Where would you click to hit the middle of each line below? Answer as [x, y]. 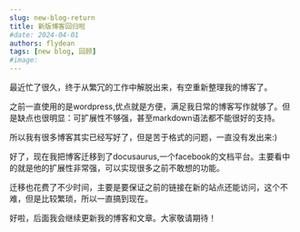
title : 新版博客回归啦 [48, 26]
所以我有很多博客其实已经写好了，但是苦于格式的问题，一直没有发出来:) [144, 137]
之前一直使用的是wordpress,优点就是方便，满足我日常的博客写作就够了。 [146, 106]
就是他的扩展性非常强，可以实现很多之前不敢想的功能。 [120, 168]
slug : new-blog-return [52, 18]
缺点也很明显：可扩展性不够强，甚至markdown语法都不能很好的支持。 [148, 118]
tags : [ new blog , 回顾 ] [53, 52]
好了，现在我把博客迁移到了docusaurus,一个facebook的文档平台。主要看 [146, 156]
